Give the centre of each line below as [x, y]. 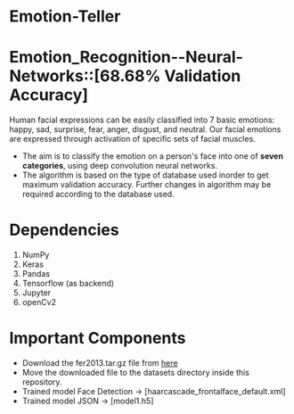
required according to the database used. [98, 195]
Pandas [36, 274]
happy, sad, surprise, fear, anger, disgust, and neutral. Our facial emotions [145, 129]
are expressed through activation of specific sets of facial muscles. [132, 139]
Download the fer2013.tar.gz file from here [100, 363]
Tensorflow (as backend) [68, 284]
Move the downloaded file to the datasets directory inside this [135, 373]
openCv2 [39, 302]
